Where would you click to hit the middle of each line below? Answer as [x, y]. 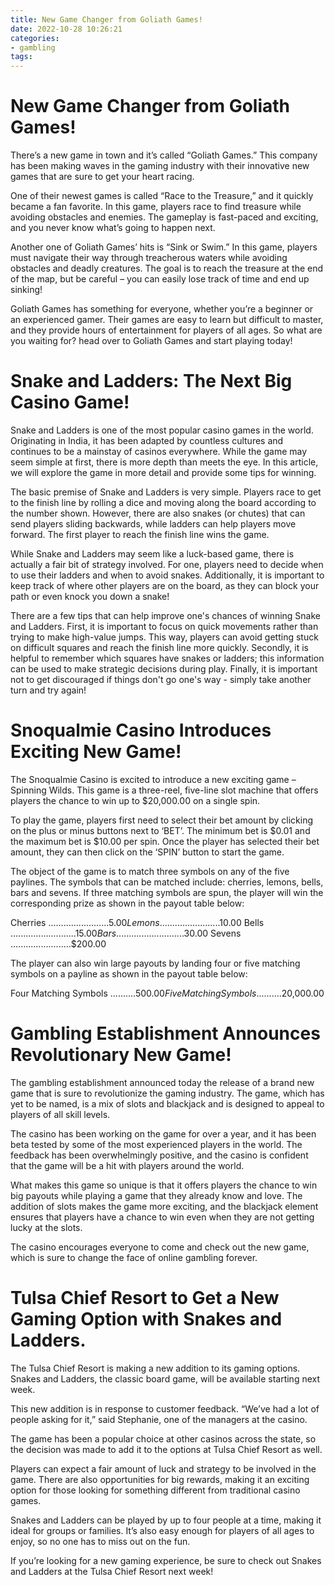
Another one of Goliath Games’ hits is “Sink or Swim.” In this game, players [164, 247]
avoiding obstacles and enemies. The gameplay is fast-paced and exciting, [164, 217]
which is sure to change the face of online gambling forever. [134, 1257]
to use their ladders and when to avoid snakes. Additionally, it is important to [167, 575]
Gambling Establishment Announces [165, 1033]
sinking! [26, 290]
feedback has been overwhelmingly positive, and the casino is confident [159, 1155]
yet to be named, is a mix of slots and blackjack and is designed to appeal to [167, 1103]
